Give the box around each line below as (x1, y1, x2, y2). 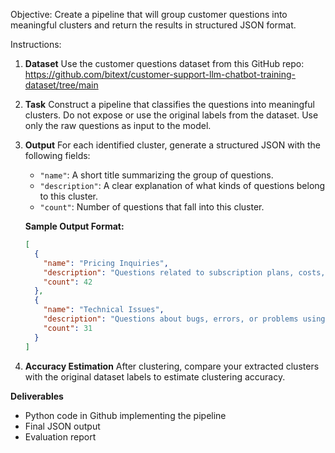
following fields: (24, 150, 91, 161)
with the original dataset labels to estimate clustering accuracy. (24, 370, 286, 383)
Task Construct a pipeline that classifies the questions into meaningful (24, 99, 316, 110)
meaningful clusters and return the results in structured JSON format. (10, 19, 297, 31)
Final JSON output (24, 420, 101, 432)
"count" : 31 (43, 323, 93, 333)
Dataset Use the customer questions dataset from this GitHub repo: (24, 58, 305, 69)
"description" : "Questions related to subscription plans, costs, (43, 267, 326, 278)
